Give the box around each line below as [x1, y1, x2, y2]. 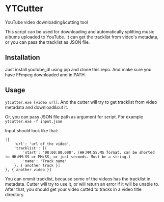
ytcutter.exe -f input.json [5, 119, 63, 124]
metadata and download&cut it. [5, 104, 69, 110]
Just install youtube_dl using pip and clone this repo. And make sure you [5, 66, 152, 72]
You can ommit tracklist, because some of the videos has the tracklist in [5, 175, 151, 182]
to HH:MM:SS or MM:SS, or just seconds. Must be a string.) [5, 154, 131, 159]
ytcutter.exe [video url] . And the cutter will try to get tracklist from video [5, 99, 157, 105]
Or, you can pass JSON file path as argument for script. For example [5, 114, 143, 119]
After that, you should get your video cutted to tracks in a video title [5, 186, 142, 192]
